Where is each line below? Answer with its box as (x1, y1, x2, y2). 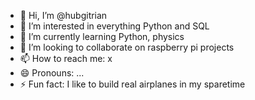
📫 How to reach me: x (19, 53, 113, 64)
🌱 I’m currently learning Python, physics (19, 31, 185, 42)
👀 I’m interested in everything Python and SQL (19, 20, 210, 32)
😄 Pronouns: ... (19, 67, 85, 79)
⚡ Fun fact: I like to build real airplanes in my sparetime (19, 78, 246, 90)
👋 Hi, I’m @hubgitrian (19, 10, 108, 21)
